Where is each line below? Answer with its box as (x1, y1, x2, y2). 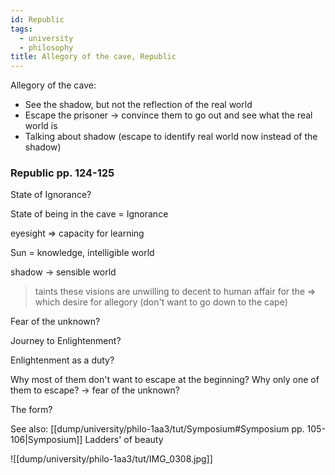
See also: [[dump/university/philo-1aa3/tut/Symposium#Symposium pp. (10, 423, 305, 435)
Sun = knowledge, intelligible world (10, 247, 155, 259)
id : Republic (10, 14, 65, 25)
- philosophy (19, 42, 74, 53)
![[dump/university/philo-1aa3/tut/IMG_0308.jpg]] (10, 453, 213, 465)
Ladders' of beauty (84, 434, 164, 446)
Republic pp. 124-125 (10, 166, 115, 180)
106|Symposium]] (10, 434, 83, 446)
